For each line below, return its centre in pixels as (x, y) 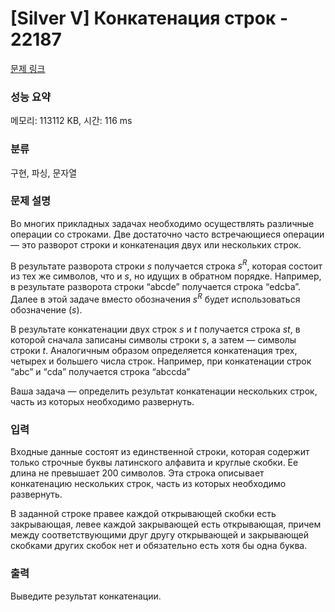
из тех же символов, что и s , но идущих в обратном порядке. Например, (166, 276)
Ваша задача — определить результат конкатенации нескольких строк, (164, 391)
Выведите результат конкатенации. (86, 596)
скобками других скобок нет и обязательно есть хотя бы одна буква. (159, 546)
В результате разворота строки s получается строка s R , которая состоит (166, 265)
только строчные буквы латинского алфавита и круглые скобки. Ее (154, 463)
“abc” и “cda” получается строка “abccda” (100, 372)
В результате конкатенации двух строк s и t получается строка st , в (155, 329)
